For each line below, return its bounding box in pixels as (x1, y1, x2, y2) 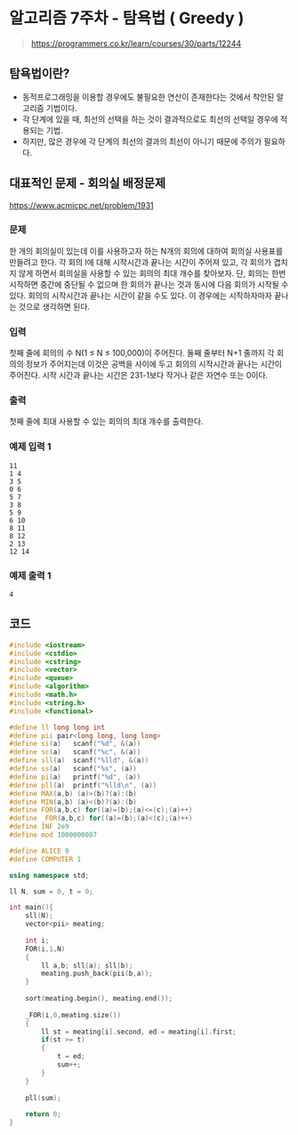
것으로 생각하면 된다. (18, 301, 91, 312)
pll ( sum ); (25, 1093, 62, 1102)
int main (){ (9, 903, 53, 912)
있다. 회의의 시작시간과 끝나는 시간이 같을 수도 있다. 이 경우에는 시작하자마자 (9, 290, 273, 301)
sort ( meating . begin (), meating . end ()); (25, 994, 173, 1003)
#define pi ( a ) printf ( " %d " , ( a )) (9, 772, 141, 782)
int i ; (25, 936, 50, 944)
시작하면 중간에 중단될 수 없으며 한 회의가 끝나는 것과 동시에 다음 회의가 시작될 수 (9, 279, 289, 289)
